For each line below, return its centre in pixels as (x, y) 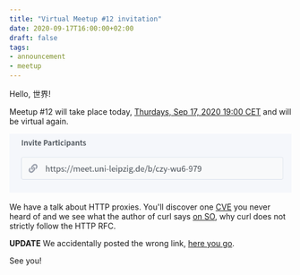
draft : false (34, 38)
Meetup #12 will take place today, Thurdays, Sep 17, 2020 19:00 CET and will (150, 112)
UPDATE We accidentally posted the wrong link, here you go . (122, 244)
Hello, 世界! (30, 94)
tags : (19, 47)
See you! (26, 261)
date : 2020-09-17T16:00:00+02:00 (72, 28)
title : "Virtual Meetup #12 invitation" (86, 19)
